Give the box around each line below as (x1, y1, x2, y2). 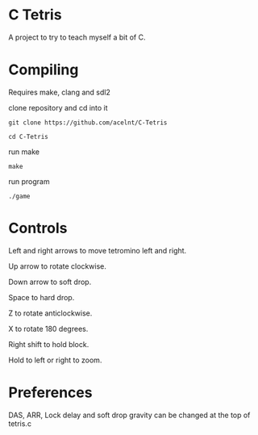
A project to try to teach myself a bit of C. (8, 32, 146, 42)
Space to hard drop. (8, 292, 75, 302)
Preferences (8, 383, 93, 401)
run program (8, 176, 50, 186)
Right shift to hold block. (8, 339, 89, 349)
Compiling (8, 61, 79, 79)
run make (8, 147, 40, 157)
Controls (8, 220, 68, 237)
